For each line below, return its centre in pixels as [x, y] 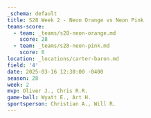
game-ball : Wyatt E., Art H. [49, 98]
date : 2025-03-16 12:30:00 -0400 [55, 71]
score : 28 [34, 40]
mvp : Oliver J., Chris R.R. [48, 91]
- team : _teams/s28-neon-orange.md [65, 33]
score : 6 [32, 53]
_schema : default [32, 14]
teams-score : [26, 26]
